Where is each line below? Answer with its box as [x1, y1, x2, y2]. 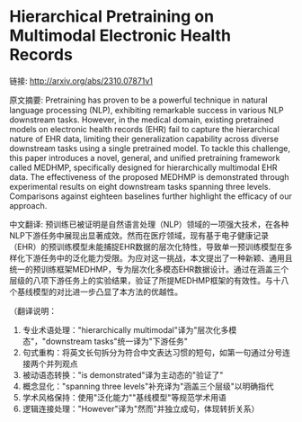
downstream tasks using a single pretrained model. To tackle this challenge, [9, 142, 290, 154]
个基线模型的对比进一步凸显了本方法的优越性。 [9, 286, 182, 297]
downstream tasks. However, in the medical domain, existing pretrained [9, 114, 274, 125]
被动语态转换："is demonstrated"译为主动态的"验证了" [22, 369, 224, 380]
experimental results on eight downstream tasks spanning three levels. [9, 181, 271, 192]
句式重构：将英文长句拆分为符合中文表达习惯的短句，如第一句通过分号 [22, 346, 283, 357]
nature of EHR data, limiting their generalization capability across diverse [9, 133, 279, 144]
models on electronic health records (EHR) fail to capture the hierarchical [9, 123, 280, 134]
